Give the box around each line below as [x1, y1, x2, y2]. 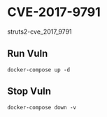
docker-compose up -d [7, 66, 71, 74]
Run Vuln [7, 48, 48, 60]
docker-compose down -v [7, 104, 77, 111]
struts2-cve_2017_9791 [7, 27, 72, 36]
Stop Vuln [7, 85, 51, 97]
